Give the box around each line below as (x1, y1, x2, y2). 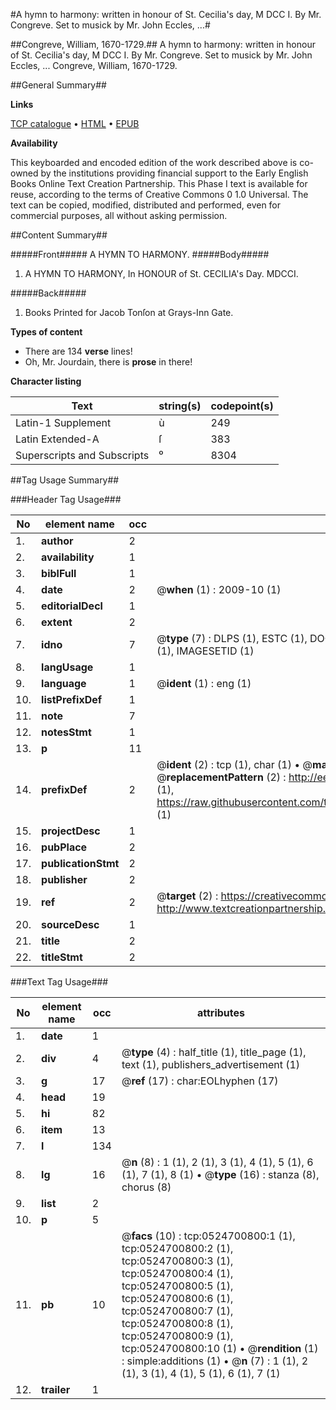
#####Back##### (10, 287, 87, 299)
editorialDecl (41, 599, 103, 613)
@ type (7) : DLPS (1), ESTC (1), (156, 632, 308, 645)
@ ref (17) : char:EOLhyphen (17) (121, 1074, 279, 1088)
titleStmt (41, 950, 83, 964)
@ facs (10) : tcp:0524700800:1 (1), (121, 1229, 296, 1243)
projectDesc (41, 824, 101, 838)
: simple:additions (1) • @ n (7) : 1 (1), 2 (121, 1354, 309, 1368)
